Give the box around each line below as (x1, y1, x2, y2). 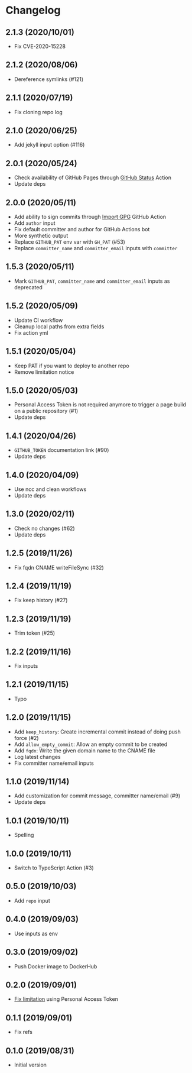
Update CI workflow (14, 316, 63, 324)
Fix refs (14, 1029, 33, 1036)
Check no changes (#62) (14, 525, 75, 532)
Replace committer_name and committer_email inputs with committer (14, 245, 178, 252)
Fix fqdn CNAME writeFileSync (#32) (14, 564, 104, 571)
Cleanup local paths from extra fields (14, 323, 105, 330)
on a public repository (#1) (14, 408, 79, 415)
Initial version (14, 1061, 47, 1068)
